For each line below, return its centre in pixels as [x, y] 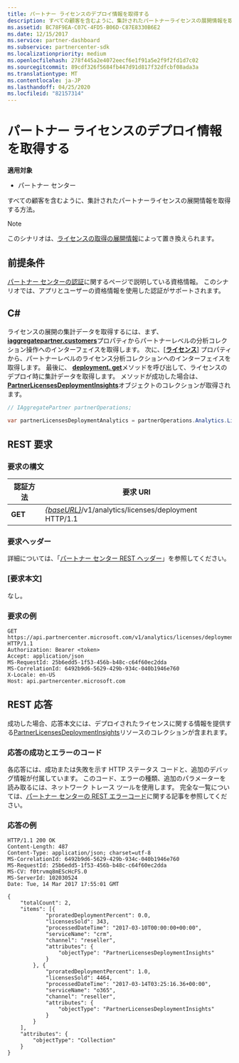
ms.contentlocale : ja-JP [44, 80]
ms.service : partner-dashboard [54, 41]
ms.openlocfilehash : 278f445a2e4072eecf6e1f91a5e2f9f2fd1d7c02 [103, 61]
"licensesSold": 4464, [79, 978]
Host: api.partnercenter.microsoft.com [67, 681]
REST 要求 [30, 444]
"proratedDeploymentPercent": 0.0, [98, 916]
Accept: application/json [46, 656]
